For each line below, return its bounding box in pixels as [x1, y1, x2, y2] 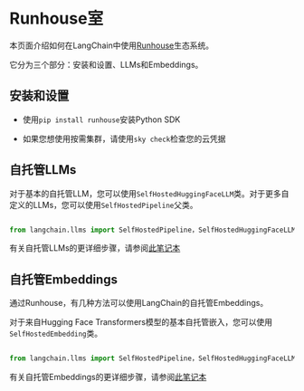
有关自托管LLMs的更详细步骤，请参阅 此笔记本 [9, 243, 181, 253]
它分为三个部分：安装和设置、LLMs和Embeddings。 [9, 59, 204, 70]
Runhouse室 [9, 8, 104, 29]
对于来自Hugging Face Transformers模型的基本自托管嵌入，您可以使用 [9, 317, 273, 328]
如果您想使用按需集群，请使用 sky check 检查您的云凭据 [22, 133, 226, 144]
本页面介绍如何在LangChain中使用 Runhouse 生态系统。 [9, 40, 214, 51]
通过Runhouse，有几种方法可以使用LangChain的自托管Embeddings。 [9, 298, 269, 309]
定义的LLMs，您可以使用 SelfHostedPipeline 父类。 [9, 199, 198, 210]
